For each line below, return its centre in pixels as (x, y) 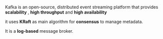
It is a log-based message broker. (39, 31)
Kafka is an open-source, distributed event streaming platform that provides (81, 7)
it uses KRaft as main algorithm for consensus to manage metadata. (74, 22)
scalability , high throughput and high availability (56, 12)
